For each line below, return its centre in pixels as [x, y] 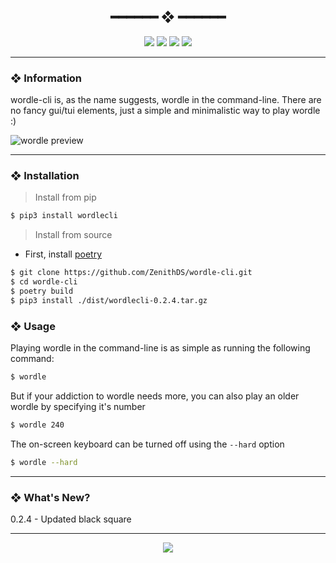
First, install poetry [63, 254]
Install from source [73, 235]
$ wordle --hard [44, 462]
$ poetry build [42, 291]
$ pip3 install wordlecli [64, 216]
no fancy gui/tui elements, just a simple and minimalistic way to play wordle [165, 111]
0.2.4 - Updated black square [71, 519]
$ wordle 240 [37, 425]
